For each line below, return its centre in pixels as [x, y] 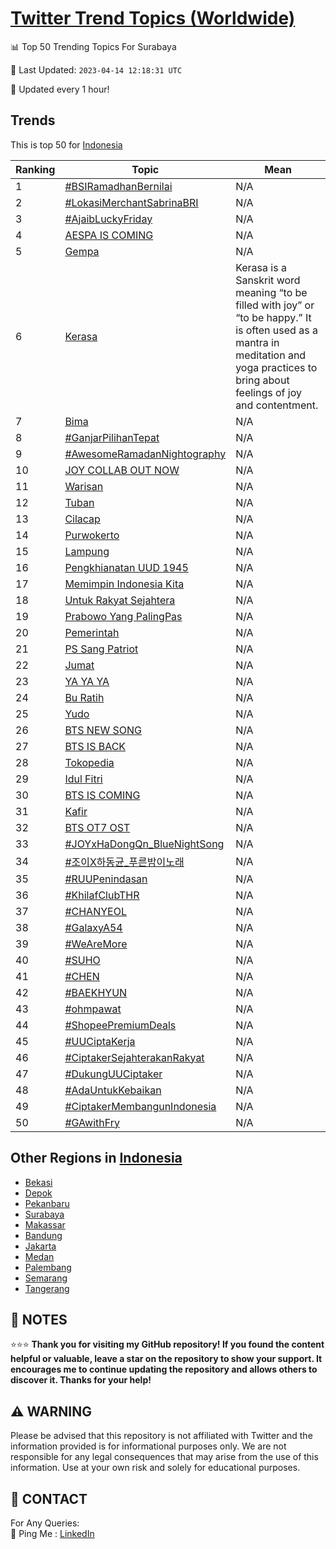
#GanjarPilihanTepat [112, 437]
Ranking [35, 169]
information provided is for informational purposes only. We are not [148, 1446]
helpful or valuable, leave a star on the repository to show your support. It [166, 1359]
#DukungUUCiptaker [113, 1074]
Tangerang [47, 1288]
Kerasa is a [261, 267]
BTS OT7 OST [97, 827]
